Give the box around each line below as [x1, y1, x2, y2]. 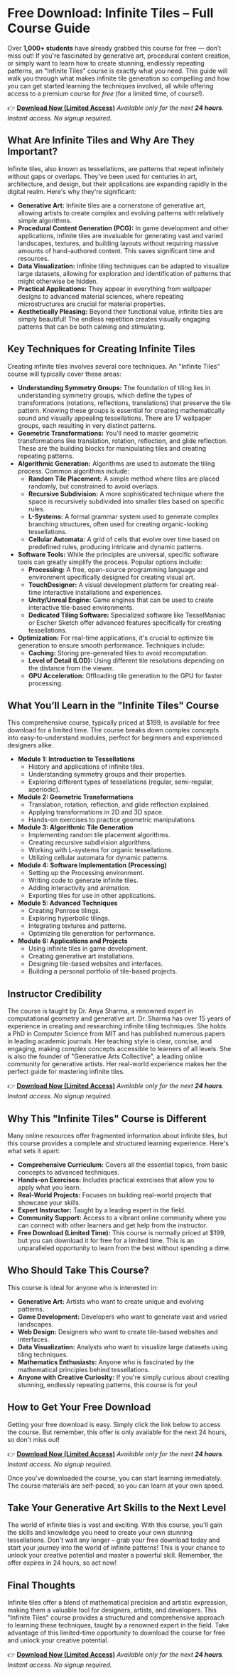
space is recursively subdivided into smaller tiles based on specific [28, 497, 225, 506]
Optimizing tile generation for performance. [28, 929, 156, 938]
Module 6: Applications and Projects [17, 936, 128, 946]
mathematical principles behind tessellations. [17, 1365, 151, 1374]
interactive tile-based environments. [28, 603, 135, 611]
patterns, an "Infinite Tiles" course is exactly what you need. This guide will [7, 66, 228, 75]
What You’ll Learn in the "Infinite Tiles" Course [7, 699, 220, 711]
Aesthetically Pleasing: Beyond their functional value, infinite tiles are [17, 307, 224, 315]
